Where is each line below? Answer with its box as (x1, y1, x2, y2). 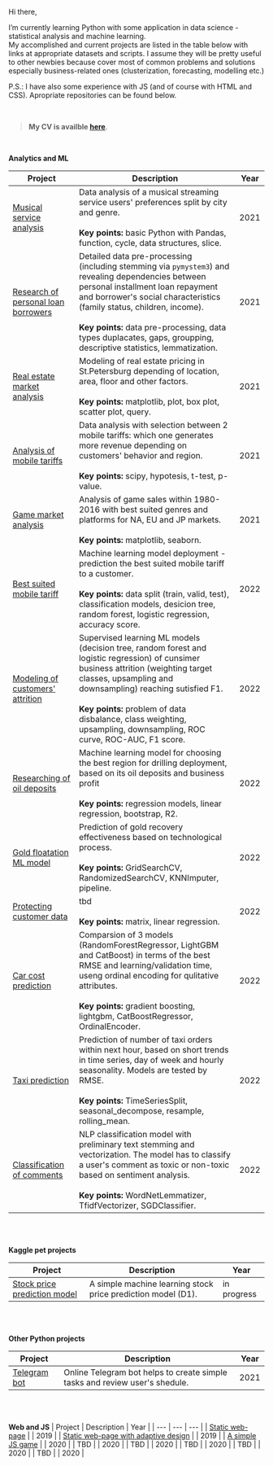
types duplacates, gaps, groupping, (78, 332, 214, 343)
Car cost (12, 970, 45, 981)
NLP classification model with (78, 1129, 193, 1140)
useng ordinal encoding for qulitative (78, 970, 219, 981)
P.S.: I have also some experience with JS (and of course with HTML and (8, 81, 253, 91)
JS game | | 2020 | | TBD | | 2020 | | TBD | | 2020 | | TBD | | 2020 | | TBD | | (8, 1440, 262, 1449)
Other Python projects (8, 1334, 85, 1343)
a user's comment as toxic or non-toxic (78, 1159, 230, 1171)
